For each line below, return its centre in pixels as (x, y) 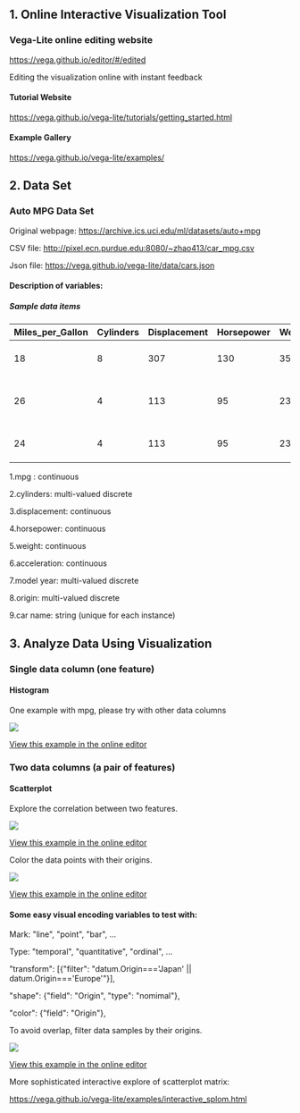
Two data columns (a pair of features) (92, 767)
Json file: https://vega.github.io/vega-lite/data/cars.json (112, 265)
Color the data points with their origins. (81, 860)
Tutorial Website (41, 97)
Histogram (29, 690)
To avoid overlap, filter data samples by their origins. (106, 1031)
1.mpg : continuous (44, 476)
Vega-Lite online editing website (81, 40)
